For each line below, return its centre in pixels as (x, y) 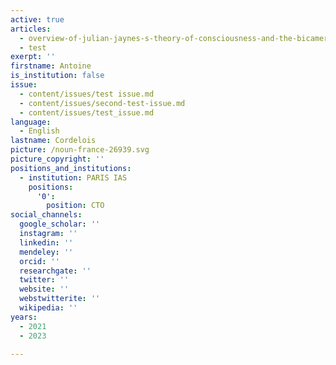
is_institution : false (57, 76)
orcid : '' (39, 261)
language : (31, 122)
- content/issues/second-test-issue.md (102, 103)
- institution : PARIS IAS (73, 177)
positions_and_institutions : (71, 168)
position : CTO (75, 206)
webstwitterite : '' (60, 299)
